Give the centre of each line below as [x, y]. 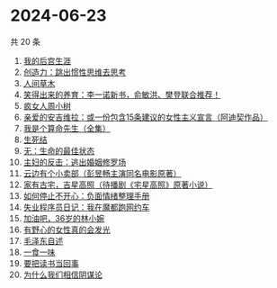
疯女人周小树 [47, 105]
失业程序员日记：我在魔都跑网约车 [86, 207]
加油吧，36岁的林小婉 [64, 218]
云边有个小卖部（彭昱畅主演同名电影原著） [102, 173]
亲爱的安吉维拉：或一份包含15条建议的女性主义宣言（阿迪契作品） [145, 117]
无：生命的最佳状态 [59, 150]
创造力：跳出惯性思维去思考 [75, 72]
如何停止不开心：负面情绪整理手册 [86, 195]
